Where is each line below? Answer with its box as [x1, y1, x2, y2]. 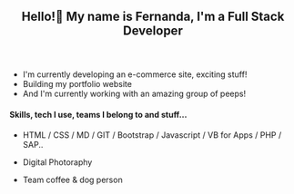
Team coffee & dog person [22, 174, 123, 185]
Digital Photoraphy [22, 156, 93, 168]
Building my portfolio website [22, 79, 132, 90]
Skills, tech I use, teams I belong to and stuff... [9, 109, 188, 120]
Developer [122, 24, 184, 39]
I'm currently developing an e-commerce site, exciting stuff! [22, 69, 248, 80]
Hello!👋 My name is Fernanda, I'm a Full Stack [21, 9, 285, 24]
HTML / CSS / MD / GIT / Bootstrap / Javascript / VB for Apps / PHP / [22, 129, 282, 141]
